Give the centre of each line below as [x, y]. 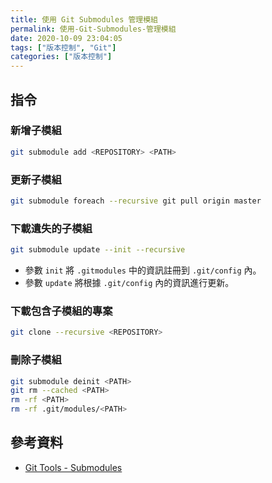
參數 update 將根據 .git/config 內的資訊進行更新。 [129, 283]
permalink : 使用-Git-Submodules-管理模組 [93, 29]
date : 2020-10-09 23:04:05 [66, 38]
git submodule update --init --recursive [98, 250]
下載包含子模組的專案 [61, 311]
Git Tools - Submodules [73, 467]
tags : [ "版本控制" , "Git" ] [63, 47]
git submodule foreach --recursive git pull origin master [136, 201]
